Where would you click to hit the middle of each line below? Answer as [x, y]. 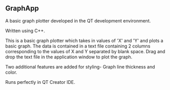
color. [11, 72]
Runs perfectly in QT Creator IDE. [40, 82]
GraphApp [22, 8]
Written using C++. [25, 31]
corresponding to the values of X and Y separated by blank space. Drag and [85, 51]
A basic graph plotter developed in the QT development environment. [78, 20]
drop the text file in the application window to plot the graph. [69, 57]
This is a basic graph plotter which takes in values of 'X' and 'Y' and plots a [84, 40]
